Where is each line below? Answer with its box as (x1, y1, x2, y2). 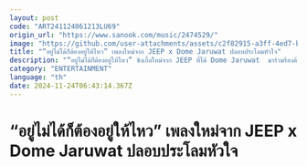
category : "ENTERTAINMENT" (9, 65, 112, 74)
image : (9, 38, 35, 48)
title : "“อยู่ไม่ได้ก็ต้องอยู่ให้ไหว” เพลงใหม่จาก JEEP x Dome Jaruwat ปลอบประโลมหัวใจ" (9, 47, 281, 57)
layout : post (9, 13, 59, 23)
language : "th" (9, 73, 68, 82)
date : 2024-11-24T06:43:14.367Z (9, 81, 132, 90)
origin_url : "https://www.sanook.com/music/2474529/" (9, 30, 219, 39)
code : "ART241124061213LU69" (9, 22, 121, 31)
